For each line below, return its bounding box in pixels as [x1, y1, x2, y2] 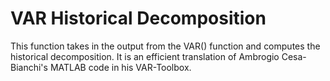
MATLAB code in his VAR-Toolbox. [49, 61, 192, 73]
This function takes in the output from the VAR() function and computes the [10, 40, 321, 52]
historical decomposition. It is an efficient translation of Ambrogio [10, 50, 280, 62]
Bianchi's [10, 61, 48, 73]
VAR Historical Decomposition [10, 7, 267, 30]
